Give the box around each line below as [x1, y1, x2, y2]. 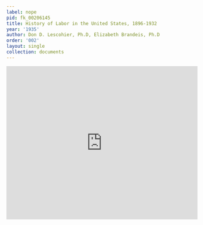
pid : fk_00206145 [6, 15, 51, 21]
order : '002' [6, 37, 40, 44]
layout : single [6, 44, 45, 50]
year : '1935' [6, 26, 40, 32]
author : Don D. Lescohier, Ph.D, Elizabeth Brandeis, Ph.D [6, 32, 160, 38]
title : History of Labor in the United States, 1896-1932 [6, 20, 157, 26]
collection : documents [6, 49, 64, 55]
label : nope [6, 9, 37, 15]
